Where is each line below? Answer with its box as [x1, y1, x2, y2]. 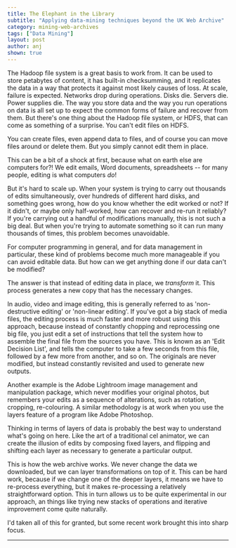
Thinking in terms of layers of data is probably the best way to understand [7, 424, 222, 432]
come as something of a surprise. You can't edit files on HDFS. [7, 121, 190, 129]
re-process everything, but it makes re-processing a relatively [7, 482, 187, 490]
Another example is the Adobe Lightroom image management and [7, 380, 198, 389]
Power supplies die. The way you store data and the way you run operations [7, 98, 228, 107]
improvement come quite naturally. [7, 504, 108, 513]
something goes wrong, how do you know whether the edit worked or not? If [7, 199, 229, 207]
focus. [7, 526, 26, 534]
